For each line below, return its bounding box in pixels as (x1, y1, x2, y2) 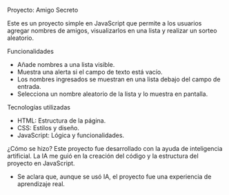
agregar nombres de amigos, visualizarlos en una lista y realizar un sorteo (7, 27, 217, 34)
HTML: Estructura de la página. (17, 116, 106, 125)
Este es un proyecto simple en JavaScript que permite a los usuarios (7, 19, 202, 27)
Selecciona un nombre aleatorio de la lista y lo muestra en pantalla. (17, 90, 208, 98)
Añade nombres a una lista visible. (17, 61, 115, 68)
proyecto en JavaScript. (7, 159, 75, 167)
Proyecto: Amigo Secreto (7, 6, 79, 14)
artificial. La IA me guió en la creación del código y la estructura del (7, 152, 199, 160)
